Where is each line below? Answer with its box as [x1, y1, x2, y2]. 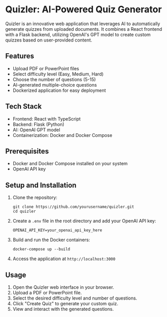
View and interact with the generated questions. [12, 306, 114, 312]
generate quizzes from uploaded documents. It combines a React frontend [5, 26, 162, 32]
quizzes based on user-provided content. [5, 37, 92, 43]
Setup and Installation [5, 181, 77, 189]
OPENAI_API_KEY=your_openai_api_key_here [12, 228, 102, 233]
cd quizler [12, 209, 36, 214]
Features [5, 52, 34, 61]
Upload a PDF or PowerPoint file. [12, 290, 82, 295]
